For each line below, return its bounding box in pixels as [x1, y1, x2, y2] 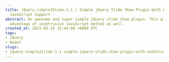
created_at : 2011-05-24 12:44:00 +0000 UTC [5, 26, 98, 31]
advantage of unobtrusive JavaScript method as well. [10, 21, 125, 26]
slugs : [5, 44, 19, 49]
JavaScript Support [10, 12, 51, 17]
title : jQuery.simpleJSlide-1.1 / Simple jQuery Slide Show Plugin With [5, 7, 161, 12]
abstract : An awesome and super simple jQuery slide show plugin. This [5, 16, 158, 21]
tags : [5, 30, 17, 35]
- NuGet [5, 40, 22, 45]
